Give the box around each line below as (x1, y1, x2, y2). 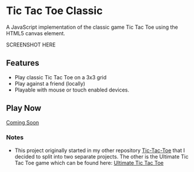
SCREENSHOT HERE (6, 41, 56, 48)
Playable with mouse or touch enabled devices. (14, 86, 129, 93)
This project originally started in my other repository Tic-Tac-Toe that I (14, 147, 185, 154)
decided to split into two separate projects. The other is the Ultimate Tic (14, 153, 189, 160)
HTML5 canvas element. (6, 29, 66, 36)
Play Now (6, 103, 42, 113)
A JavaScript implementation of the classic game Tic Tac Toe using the (6, 23, 178, 31)
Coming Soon (6, 119, 39, 126)
